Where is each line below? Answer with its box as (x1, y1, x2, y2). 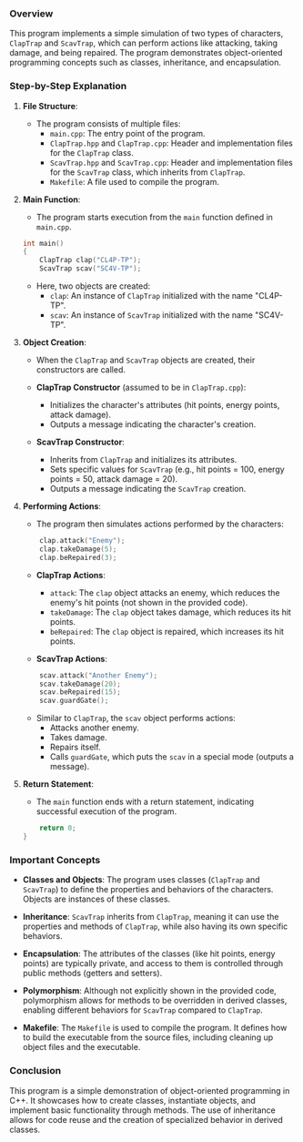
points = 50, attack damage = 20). (49, 474, 178, 484)
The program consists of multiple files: (35, 117, 181, 129)
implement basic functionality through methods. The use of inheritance (9, 1105, 276, 1116)
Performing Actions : (22, 501, 102, 512)
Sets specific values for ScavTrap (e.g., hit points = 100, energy (49, 464, 285, 475)
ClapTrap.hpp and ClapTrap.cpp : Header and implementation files (49, 138, 293, 148)
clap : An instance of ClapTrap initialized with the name (49, 291, 253, 301)
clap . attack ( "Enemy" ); (39, 536, 126, 546)
